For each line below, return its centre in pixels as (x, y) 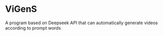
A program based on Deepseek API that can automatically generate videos (81, 23)
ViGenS (21, 9)
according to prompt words (33, 28)
